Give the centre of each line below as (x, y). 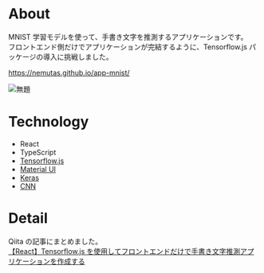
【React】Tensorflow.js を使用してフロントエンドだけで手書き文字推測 (124, 251)
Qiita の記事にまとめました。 (55, 241)
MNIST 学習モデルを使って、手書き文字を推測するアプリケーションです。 (128, 37)
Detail (28, 218)
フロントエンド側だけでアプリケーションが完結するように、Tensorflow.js (128, 47)
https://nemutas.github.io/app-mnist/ (69, 72)
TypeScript (38, 152)
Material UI (38, 169)
